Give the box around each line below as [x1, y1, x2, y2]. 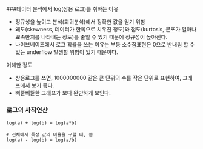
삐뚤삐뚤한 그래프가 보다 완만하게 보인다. [15, 90, 111, 96]
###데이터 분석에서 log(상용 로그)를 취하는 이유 [6, 5, 119, 12]
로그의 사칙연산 [6, 105, 48, 114]
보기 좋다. [31, 82, 55, 89]
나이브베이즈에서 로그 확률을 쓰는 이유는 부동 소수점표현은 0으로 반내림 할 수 [15, 41, 195, 48]
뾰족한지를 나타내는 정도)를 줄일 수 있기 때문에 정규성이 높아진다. [15, 33, 168, 41]
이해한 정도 [6, 61, 33, 68]
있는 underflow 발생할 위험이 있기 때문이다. [15, 48, 118, 56]
